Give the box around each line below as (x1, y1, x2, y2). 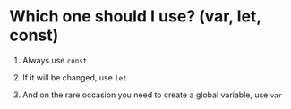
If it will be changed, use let (21, 71, 127, 82)
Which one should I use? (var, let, (9, 6, 261, 27)
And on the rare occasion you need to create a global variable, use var (21, 89, 283, 100)
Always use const (21, 54, 88, 65)
